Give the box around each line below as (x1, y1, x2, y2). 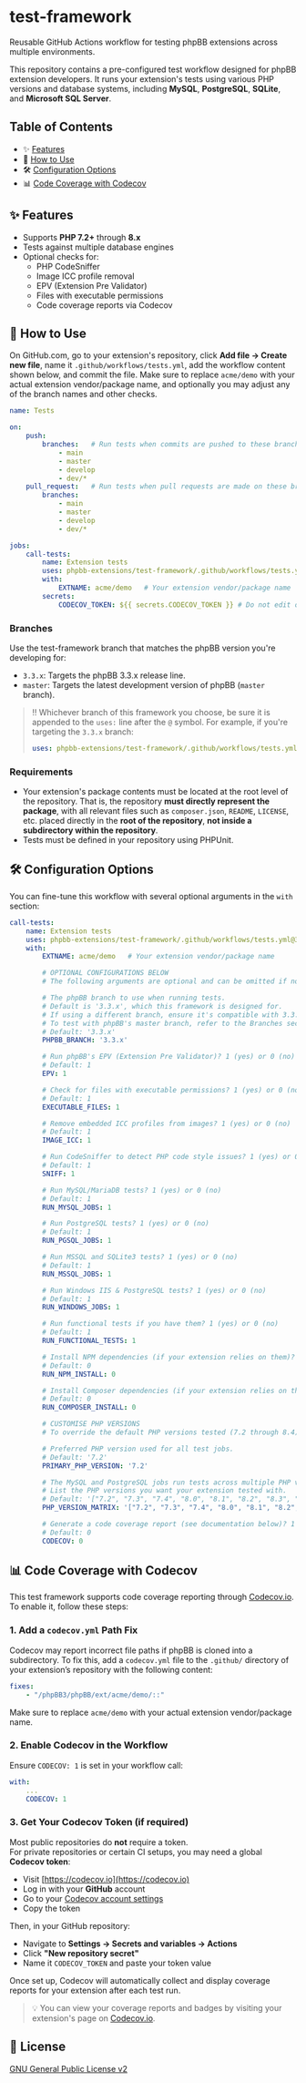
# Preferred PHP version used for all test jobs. (42, 1444, 234, 1453)
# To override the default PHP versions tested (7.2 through (42, 1428, 280, 1437)
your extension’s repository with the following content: (9, 1664, 213, 1675)
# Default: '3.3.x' (42, 1027, 117, 1036)
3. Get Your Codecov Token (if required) (9, 1816, 189, 1829)
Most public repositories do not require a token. (9, 1836, 189, 1847)
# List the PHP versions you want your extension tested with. (42, 1486, 287, 1495)
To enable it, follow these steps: (9, 1601, 129, 1612)
